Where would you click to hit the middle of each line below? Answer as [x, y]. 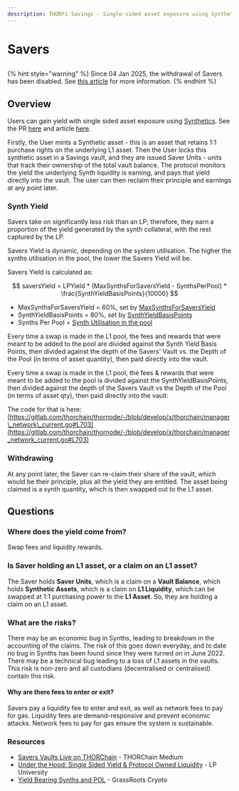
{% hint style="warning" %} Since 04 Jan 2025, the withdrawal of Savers [115, 74]
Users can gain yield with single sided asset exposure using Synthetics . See [119, 121]
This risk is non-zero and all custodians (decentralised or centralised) [109, 668]
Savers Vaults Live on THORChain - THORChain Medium [100, 757]
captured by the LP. [36, 237]
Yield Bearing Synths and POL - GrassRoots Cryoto [92, 780]
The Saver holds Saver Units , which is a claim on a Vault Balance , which [114, 581]
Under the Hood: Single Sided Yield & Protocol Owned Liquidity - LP [117, 765]
